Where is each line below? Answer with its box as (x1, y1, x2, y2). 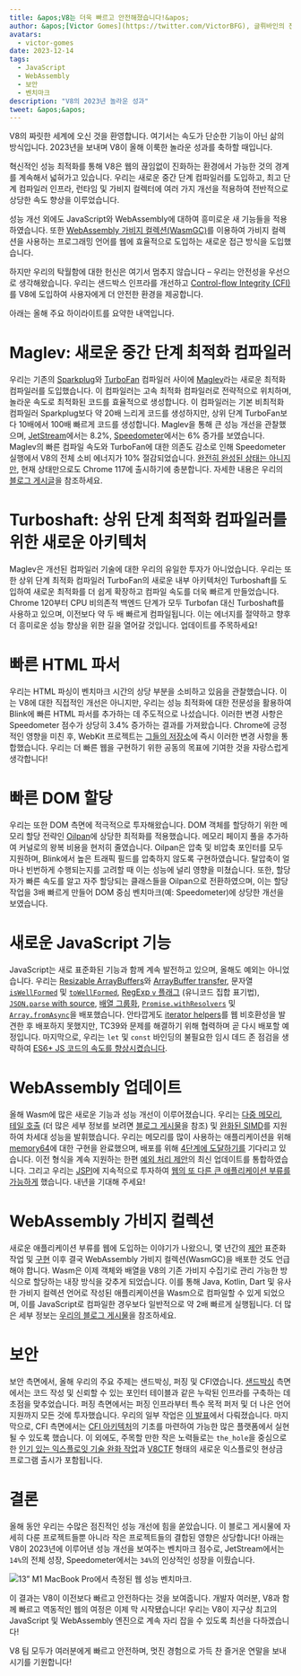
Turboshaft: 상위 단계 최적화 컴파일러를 (9, 510, 288, 531)
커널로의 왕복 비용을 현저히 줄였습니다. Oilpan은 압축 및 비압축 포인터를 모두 (18, 842, 284, 853)
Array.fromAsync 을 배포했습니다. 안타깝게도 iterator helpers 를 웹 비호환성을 (9, 1009, 277, 1020)
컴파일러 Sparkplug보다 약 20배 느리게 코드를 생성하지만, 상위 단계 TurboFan (9, 408, 280, 418)
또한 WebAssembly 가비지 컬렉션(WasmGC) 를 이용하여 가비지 (49, 225, 270, 236)
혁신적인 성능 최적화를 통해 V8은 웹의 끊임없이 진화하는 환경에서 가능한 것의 (9, 161, 273, 171)
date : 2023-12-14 (9, 47, 74, 56)
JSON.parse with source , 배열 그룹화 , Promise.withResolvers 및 (9, 997, 236, 1008)
